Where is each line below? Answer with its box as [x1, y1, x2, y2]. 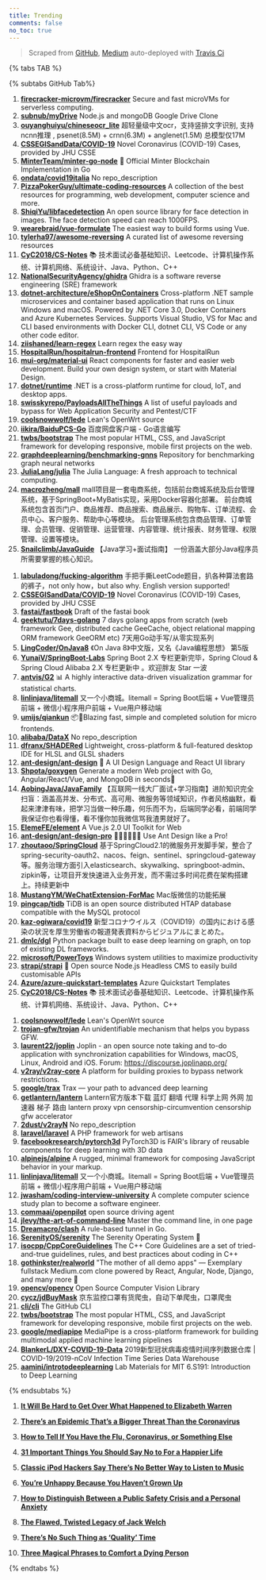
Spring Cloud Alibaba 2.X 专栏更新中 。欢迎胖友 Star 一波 [20, 663, 207, 672]
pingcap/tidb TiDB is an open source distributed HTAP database [20, 899, 232, 909]
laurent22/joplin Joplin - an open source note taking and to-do [20, 1041, 227, 1050]
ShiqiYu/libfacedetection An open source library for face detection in [20, 207, 249, 217]
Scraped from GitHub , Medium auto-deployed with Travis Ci [28, 48, 225, 58]
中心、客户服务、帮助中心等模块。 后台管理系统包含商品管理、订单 [27, 514, 245, 524]
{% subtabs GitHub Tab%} [9, 79, 96, 88]
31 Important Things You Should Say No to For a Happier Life [20, 1447, 223, 1457]
